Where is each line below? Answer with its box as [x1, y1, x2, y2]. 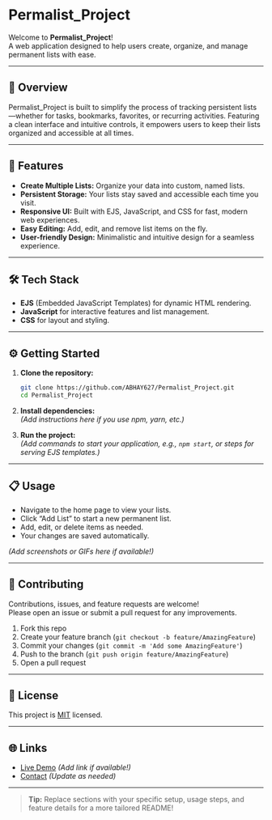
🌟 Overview [8, 81, 68, 95]
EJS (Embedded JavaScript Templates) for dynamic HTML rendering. [19, 298, 252, 308]
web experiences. [19, 215, 80, 224]
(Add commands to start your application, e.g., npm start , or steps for [19, 439, 254, 448]
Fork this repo [19, 623, 67, 633]
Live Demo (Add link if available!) [19, 763, 131, 772]
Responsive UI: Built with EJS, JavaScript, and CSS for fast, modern [19, 206, 249, 216]
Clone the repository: [19, 368, 94, 378]
